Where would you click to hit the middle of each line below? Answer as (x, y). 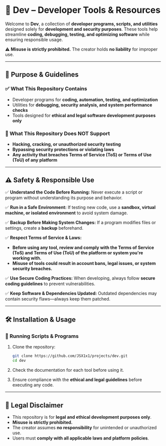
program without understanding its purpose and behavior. (64, 198)
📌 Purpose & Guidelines (42, 74)
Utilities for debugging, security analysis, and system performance (82, 105)
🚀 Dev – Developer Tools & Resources (83, 10)
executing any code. (33, 385)
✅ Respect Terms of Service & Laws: (43, 238)
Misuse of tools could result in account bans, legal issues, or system (84, 263)
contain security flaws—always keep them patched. (58, 298)
